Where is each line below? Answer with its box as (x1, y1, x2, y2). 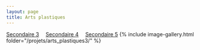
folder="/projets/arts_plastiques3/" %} (6, 37, 102, 44)
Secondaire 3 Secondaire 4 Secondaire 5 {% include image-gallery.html (6, 30, 195, 37)
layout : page (6, 8, 39, 15)
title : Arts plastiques (6, 14, 66, 20)
